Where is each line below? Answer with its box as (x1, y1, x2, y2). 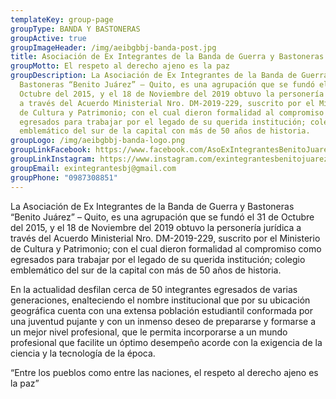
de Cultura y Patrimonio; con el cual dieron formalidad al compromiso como (10, 242, 322, 255)
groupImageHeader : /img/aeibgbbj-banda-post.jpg (10, 42, 217, 53)
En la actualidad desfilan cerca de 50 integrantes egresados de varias (10, 283, 298, 295)
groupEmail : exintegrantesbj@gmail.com (10, 163, 177, 173)
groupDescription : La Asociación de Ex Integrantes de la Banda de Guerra (10, 71, 329, 81)
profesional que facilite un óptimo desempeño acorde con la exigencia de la (10, 336, 323, 348)
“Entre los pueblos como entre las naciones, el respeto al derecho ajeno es (10, 366, 319, 378)
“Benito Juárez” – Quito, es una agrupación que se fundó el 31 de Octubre (10, 211, 315, 223)
